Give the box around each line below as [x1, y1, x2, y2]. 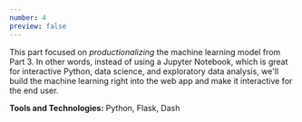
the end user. [9, 85, 59, 96]
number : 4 [9, 13, 47, 23]
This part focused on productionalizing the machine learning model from [9, 46, 281, 57]
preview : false [9, 22, 67, 31]
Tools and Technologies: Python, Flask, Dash [9, 102, 180, 113]
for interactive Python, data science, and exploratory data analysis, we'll [9, 65, 279, 77]
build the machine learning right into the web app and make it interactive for [9, 75, 293, 86]
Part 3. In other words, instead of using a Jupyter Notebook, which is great [9, 56, 288, 67]
